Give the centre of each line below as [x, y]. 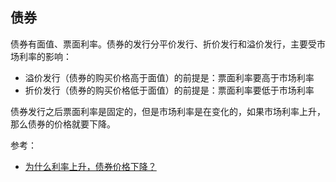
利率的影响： [45, 56]
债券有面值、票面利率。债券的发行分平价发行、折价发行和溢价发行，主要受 [163, 44]
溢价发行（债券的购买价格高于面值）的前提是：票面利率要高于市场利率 [169, 77]
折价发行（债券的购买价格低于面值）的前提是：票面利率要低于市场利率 [169, 90]
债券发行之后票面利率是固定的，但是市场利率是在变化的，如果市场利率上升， [168, 111]
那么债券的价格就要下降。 [63, 124]
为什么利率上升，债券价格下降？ [90, 166]
